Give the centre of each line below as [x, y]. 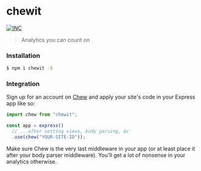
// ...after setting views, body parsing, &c [71, 131]
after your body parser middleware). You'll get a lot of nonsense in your [96, 155]
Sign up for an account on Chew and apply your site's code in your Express [101, 97]
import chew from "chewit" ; [42, 115]
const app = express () [35, 126]
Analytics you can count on [55, 40]
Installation [23, 55]
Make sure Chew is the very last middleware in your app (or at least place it [101, 148]
